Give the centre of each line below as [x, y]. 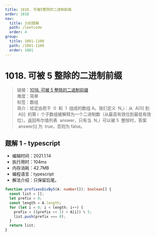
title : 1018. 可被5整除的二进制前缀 [38, 9]
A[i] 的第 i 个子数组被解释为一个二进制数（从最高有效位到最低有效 [85, 114]
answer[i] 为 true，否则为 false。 [52, 126]
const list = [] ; [27, 194]
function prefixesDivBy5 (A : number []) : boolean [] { [58, 189]
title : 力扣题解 [24, 23]
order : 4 [18, 32]
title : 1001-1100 [27, 41]
